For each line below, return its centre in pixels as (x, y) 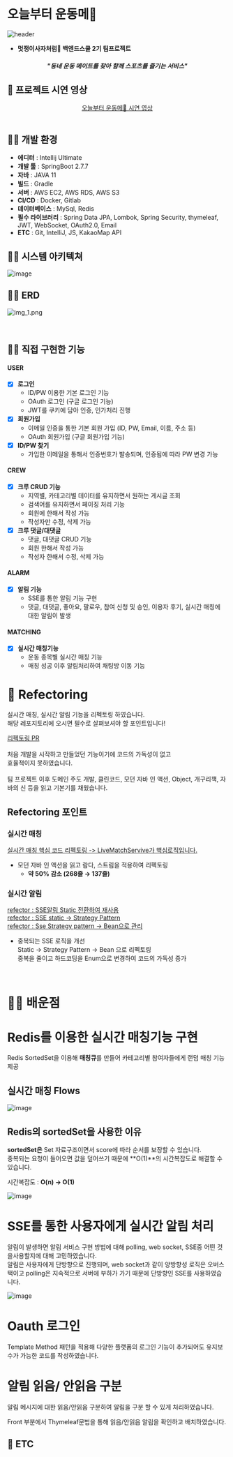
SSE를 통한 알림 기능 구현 (62, 598)
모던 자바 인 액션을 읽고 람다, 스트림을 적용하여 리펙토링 (93, 865)
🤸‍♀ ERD (24, 296)
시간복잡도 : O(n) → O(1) (41, 1182)
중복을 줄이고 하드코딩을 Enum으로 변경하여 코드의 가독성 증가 (102, 958)
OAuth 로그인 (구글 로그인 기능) (70, 401)
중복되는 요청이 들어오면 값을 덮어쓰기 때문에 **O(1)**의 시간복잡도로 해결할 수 (115, 1158)
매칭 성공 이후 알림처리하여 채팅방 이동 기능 (86, 666)
